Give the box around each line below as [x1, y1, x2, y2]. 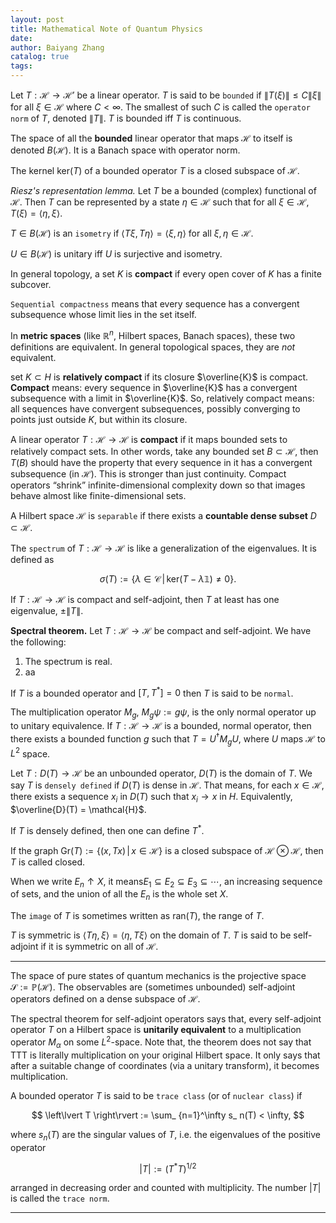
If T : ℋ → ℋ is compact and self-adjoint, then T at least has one [10, 593, 280, 605]
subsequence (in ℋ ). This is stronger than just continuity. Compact [10, 467, 287, 480]
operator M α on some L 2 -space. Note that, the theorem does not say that [10, 1034, 312, 1050]
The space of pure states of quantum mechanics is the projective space [10, 970, 307, 982]
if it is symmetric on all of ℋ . [40, 941, 159, 953]
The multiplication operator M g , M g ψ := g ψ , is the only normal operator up [10, 706, 317, 721]
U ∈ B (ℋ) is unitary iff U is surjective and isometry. [10, 248, 223, 260]
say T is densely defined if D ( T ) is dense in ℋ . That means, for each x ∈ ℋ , [10, 779, 325, 791]
